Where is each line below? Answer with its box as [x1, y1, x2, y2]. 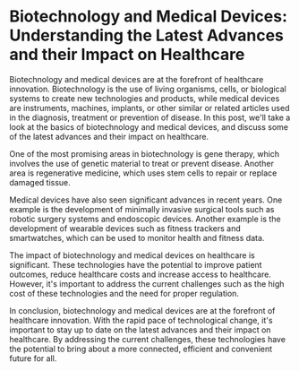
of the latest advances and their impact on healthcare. [9, 131, 209, 142]
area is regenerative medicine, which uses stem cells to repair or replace [9, 168, 278, 178]
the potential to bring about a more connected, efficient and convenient [9, 343, 273, 354]
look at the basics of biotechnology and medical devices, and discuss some [9, 121, 289, 132]
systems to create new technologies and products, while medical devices [9, 92, 280, 104]
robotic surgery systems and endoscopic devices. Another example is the [9, 213, 281, 224]
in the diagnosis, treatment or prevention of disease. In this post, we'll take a [9, 112, 291, 123]
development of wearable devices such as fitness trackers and [9, 222, 241, 234]
